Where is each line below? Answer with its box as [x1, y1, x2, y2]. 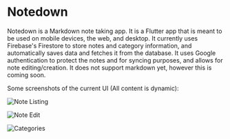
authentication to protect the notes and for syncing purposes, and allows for [7, 56, 224, 64]
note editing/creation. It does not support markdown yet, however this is [7, 63, 212, 72]
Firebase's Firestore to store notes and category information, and [7, 41, 192, 50]
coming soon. [7, 70, 46, 79]
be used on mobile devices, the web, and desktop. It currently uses [7, 34, 198, 42]
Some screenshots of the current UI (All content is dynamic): [7, 84, 179, 92]
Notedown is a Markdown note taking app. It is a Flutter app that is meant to [7, 27, 222, 35]
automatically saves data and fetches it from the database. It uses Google [7, 49, 216, 57]
